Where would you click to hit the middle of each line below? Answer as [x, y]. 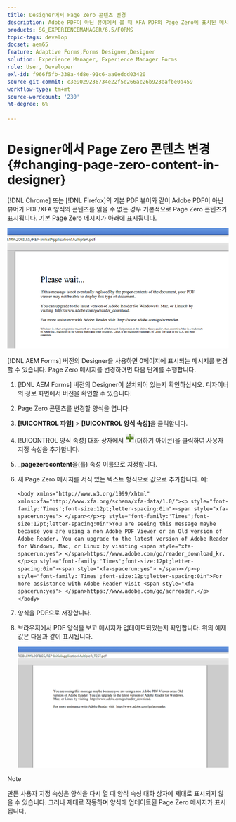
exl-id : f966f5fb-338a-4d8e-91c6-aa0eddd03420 [77, 74]
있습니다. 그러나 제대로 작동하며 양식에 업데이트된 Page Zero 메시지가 [117, 802]
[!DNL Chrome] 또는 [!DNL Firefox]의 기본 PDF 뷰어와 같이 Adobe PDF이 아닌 [115, 200]
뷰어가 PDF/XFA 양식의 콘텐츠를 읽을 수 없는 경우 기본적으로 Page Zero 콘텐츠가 [117, 209]
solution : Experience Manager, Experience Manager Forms [92, 60]
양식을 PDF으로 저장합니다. [54, 613]
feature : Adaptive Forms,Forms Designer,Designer [81, 52]
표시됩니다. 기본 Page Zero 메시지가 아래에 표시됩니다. [82, 218]
